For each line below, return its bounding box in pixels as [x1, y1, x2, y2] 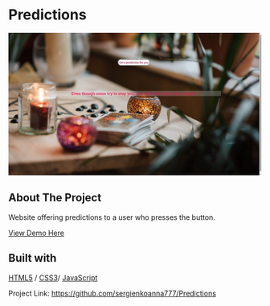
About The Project [8, 191, 102, 205]
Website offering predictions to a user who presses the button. [8, 212, 215, 222]
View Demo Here [8, 228, 64, 238]
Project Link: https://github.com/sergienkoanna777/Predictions [8, 288, 217, 298]
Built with [8, 251, 57, 265]
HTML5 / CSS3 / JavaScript [8, 272, 98, 283]
